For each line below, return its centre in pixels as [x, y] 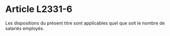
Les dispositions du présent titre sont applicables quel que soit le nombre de [85, 23]
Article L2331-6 [39, 9]
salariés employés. [25, 28]
